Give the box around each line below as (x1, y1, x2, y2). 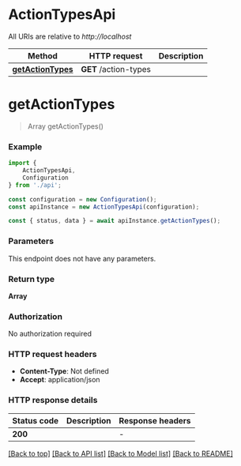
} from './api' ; (8, 181, 62, 189)
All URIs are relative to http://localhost (8, 32, 132, 41)
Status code (12, 415, 59, 426)
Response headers (119, 415, 191, 426)
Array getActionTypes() (27, 121, 104, 131)
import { (8, 160, 37, 167)
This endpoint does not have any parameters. (8, 254, 156, 263)
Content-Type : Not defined (19, 366, 109, 376)
